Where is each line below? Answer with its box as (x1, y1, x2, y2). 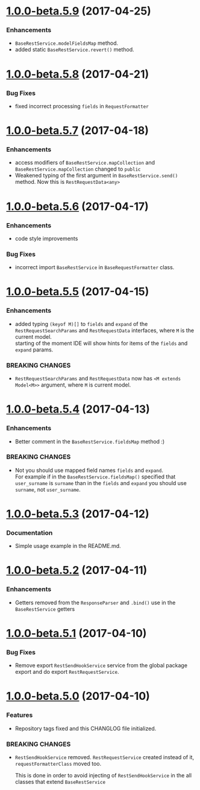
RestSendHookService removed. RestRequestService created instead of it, (14, 754, 195, 761)
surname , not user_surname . (14, 486, 81, 493)
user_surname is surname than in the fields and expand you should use (14, 479, 187, 486)
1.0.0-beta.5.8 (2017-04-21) (6, 67, 149, 81)
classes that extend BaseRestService (14, 779, 106, 786)
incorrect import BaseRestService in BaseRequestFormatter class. (14, 264, 175, 271)
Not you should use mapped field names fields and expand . (14, 466, 164, 474)
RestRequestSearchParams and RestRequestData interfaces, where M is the (14, 327, 195, 334)
